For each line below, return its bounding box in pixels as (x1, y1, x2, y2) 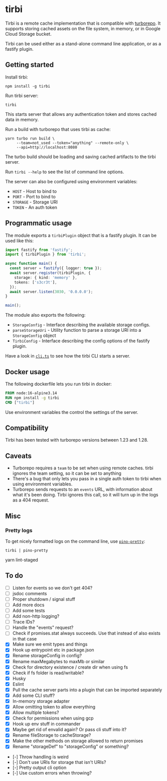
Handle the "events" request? (12, 624, 74, 630)
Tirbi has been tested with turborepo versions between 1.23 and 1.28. (5, 437, 148, 443)
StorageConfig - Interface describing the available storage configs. (12, 322, 150, 328)
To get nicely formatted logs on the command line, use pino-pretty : (5, 538, 145, 544)
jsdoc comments (12, 590, 47, 596)
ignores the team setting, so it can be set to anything (12, 470, 122, 476)
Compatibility (5, 424, 49, 433)
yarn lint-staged (5, 556, 39, 562)
